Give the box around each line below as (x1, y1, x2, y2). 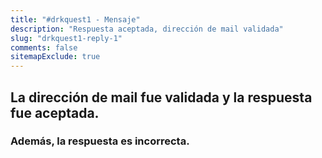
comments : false (10, 42, 78, 53)
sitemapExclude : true (10, 52, 101, 62)
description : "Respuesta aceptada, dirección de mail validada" (10, 24, 284, 34)
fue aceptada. (10, 104, 100, 121)
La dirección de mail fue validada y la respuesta (10, 89, 313, 106)
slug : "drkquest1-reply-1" (10, 33, 123, 43)
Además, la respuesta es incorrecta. (10, 134, 190, 148)
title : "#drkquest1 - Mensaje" (10, 14, 141, 25)
